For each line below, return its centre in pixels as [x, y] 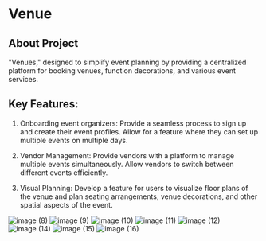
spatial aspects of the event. [66, 204]
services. [23, 79]
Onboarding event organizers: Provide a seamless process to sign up [133, 123]
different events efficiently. [64, 173]
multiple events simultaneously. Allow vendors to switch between [127, 164]
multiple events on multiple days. [74, 140]
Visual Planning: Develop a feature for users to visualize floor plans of [134, 188]
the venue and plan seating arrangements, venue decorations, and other [139, 196]
